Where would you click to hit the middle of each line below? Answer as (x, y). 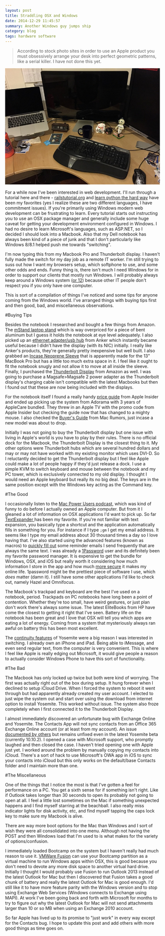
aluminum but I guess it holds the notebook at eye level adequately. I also (79, 335)
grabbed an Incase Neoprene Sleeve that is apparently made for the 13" (78, 356)
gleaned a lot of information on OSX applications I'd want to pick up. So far (81, 514)
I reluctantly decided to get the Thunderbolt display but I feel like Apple (77, 459)
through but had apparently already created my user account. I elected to (79, 694)
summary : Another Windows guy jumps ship (48, 26)
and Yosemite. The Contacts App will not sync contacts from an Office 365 (81, 724)
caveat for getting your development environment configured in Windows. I (81, 224)
